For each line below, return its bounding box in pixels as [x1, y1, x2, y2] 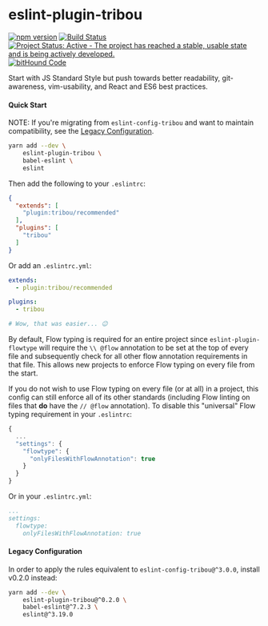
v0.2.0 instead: [8, 572, 58, 582]
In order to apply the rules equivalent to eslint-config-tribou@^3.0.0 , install [8, 564, 260, 574]
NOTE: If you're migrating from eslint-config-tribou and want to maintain [8, 118, 254, 127]
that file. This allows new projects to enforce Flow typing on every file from [8, 360, 255, 370]
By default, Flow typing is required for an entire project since [8, 335, 208, 344]
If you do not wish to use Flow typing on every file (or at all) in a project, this [8, 384, 259, 394]
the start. [8, 368, 38, 378]
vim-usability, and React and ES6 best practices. [47, 82, 208, 91]
